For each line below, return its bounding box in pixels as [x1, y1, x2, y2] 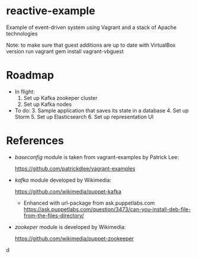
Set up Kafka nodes [23, 101, 72, 108]
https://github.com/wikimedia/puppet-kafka [14, 188, 122, 195]
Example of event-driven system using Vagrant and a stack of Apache [6, 24, 177, 31]
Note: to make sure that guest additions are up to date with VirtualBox [6, 41, 176, 49]
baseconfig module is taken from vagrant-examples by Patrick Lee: [14, 153, 179, 160]
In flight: [14, 88, 35, 95]
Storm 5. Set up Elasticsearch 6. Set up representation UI [14, 113, 154, 120]
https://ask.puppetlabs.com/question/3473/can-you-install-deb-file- [23, 205, 191, 212]
